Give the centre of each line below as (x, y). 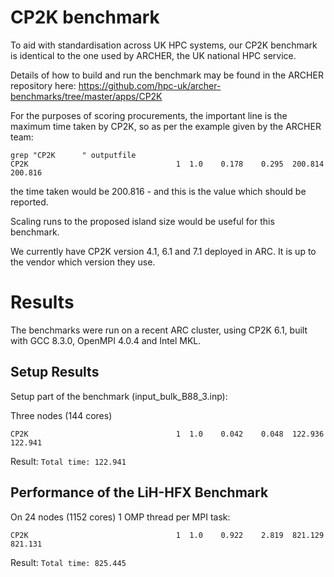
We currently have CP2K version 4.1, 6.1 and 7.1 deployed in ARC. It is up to (163, 251)
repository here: (43, 85)
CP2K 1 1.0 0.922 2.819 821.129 (167, 535)
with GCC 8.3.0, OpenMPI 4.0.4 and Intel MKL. (106, 340)
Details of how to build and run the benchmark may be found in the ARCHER (167, 75)
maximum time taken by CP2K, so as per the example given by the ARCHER (166, 126)
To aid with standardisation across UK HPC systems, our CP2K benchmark (164, 45)
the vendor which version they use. (83, 262)
